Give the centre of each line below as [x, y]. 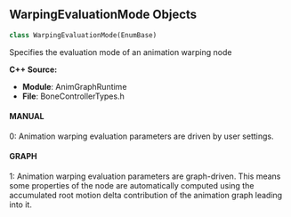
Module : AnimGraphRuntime [74, 86]
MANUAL [27, 117]
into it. [21, 205]
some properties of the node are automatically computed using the [132, 186]
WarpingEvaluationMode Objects [103, 15]
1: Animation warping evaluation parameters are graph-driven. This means [145, 176]
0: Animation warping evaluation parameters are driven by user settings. [141, 136]
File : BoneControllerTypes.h [73, 96]
